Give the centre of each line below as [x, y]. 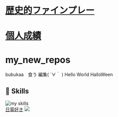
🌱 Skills [17, 91]
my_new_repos [38, 60]
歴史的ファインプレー [50, 11]
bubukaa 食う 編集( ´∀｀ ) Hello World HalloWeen [59, 74]
